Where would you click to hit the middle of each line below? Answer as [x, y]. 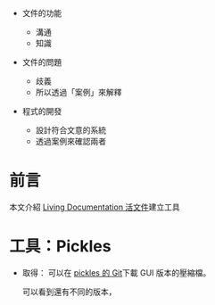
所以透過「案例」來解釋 [79, 92]
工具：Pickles [60, 247]
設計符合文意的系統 [71, 130]
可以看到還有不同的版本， [69, 292]
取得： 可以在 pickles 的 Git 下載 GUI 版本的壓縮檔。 [116, 272]
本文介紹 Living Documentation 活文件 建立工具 [95, 207]
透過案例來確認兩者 [71, 141]
